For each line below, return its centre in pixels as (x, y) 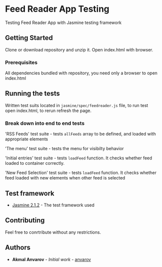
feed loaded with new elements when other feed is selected (65, 178)
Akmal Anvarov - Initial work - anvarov (51, 259)
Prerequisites (21, 62)
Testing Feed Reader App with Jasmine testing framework (63, 22)
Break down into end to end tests (45, 123)
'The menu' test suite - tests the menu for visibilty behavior (65, 149)
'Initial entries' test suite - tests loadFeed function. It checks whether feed (79, 158)
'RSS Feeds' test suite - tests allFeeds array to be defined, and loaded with (81, 134)
